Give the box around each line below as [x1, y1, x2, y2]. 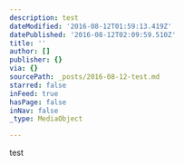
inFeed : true [9, 89, 59, 98]
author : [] [9, 47, 51, 56]
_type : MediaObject [9, 114, 83, 123]
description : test [9, 13, 79, 23]
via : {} [9, 64, 39, 73]
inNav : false [9, 106, 59, 115]
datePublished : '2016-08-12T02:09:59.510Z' [9, 30, 177, 39]
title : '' [9, 38, 47, 48]
